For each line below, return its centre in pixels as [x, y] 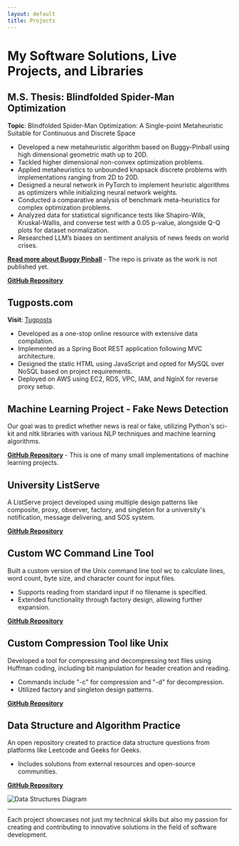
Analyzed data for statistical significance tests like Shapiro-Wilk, [112, 215]
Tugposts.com [40, 302]
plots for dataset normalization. [63, 230]
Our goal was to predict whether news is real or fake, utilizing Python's [111, 426]
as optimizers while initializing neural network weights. [97, 192]
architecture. [36, 356]
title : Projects [31, 21]
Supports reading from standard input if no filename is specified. [112, 592]
